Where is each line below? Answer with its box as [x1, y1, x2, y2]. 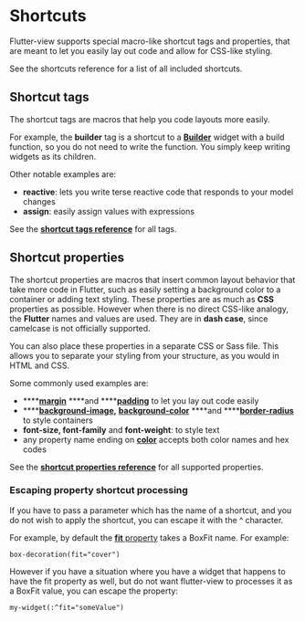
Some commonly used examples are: [9, 377, 149, 388]
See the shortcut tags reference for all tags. [9, 223, 177, 234]
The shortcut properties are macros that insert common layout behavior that [9, 274, 296, 285]
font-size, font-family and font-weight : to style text [22, 424, 220, 435]
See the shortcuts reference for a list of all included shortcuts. [9, 63, 243, 74]
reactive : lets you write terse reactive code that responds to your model [22, 186, 294, 197]
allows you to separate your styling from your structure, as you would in [9, 350, 280, 361]
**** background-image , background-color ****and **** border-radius [22, 405, 294, 416]
